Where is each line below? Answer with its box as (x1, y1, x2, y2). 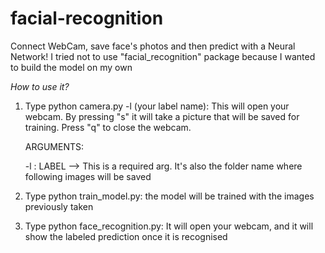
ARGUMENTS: (24, 140, 84, 152)
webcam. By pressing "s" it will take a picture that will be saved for (24, 110, 300, 122)
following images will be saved (24, 170, 152, 182)
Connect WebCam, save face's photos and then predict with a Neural (10, 40, 296, 52)
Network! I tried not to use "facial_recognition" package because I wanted (10, 50, 316, 62)
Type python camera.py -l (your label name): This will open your (24, 100, 290, 112)
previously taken (24, 200, 94, 212)
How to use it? (10, 80, 70, 92)
